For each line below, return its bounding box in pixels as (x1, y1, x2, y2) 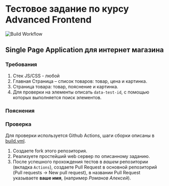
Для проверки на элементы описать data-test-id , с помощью (12, 89, 150, 95)
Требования (5, 61, 37, 68)
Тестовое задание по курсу (5, 3, 129, 15)
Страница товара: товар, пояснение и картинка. (12, 83, 119, 89)
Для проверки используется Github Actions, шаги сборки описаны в (5, 132, 155, 138)
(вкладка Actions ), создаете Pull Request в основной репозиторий (12, 164, 157, 170)
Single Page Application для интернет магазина (5, 45, 164, 54)
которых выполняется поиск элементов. (12, 94, 102, 100)
